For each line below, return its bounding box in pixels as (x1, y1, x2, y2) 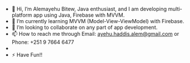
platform (11, 12, 32, 18)
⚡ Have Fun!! (11, 51, 43, 58)
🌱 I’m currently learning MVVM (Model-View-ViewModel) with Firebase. (11, 18, 184, 24)
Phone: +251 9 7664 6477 (11, 39, 74, 46)
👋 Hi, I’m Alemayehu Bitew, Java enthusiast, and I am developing (11, 6, 167, 12)
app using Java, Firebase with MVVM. (33, 12, 125, 18)
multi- (168, 6, 182, 12)
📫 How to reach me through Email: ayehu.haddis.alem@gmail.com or (11, 31, 179, 37)
